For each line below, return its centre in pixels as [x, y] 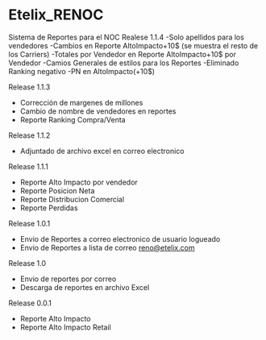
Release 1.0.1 [29, 223]
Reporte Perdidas [49, 208]
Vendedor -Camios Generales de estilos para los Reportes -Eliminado [124, 63]
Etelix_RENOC [56, 15]
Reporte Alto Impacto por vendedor [79, 182]
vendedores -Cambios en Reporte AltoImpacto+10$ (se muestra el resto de [133, 45]
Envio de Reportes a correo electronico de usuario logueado [120, 238]
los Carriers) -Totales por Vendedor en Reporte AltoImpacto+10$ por [122, 54]
